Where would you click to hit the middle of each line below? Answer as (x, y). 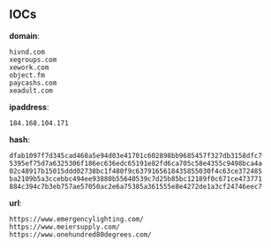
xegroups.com (33, 60)
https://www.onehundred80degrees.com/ (80, 234)
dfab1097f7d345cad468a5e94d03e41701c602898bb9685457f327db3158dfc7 (136, 155)
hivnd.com (27, 52)
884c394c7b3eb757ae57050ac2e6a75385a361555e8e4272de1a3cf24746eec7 (136, 186)
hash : (20, 139)
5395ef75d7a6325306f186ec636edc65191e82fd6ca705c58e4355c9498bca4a (136, 163)
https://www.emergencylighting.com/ (76, 219)
